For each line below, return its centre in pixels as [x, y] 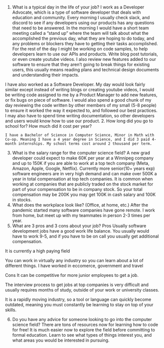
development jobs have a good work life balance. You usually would [81, 231]
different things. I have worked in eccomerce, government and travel [74, 266]
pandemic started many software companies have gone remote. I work [83, 210]
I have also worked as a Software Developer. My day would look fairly [75, 84]
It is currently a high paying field [37, 251]
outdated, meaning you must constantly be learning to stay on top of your [79, 305]
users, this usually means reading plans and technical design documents [85, 70]
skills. [11, 310]
